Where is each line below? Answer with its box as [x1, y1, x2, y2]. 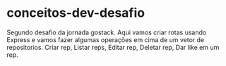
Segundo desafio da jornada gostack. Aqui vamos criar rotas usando [6, 28, 207, 37]
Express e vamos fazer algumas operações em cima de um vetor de [6, 35, 205, 44]
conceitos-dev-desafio [6, 5, 145, 21]
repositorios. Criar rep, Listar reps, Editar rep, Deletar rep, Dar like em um [6, 43, 220, 51]
